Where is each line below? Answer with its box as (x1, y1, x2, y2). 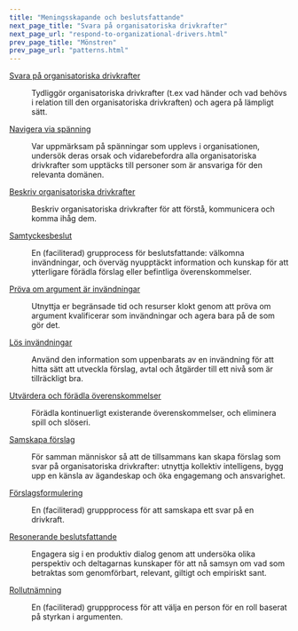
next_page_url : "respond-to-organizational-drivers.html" (9, 29, 228, 38)
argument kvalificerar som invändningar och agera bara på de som (31, 310, 275, 321)
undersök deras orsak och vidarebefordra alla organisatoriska (31, 150, 257, 161)
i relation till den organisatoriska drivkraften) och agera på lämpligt (31, 97, 274, 108)
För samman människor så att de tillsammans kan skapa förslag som (31, 451, 281, 462)
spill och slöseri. (31, 417, 91, 427)
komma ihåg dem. (31, 213, 98, 224)
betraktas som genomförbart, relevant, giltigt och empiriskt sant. (31, 568, 268, 579)
